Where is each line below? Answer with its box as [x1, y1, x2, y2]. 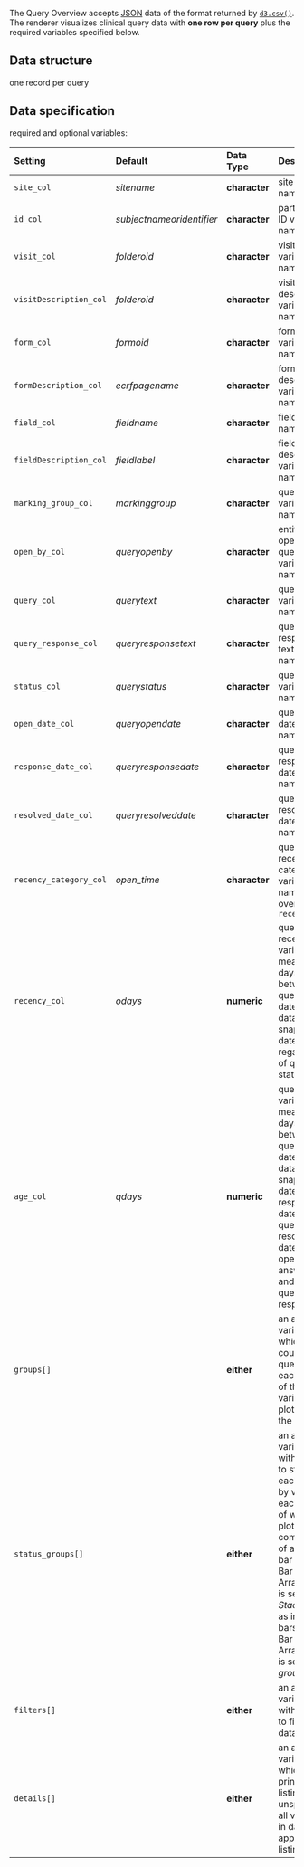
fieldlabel [115, 453, 156, 466]
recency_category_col [14, 874, 107, 885]
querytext [115, 594, 157, 606]
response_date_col [14, 761, 93, 772]
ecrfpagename [115, 379, 179, 392]
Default [115, 154, 148, 167]
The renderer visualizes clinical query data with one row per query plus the [9, 17, 291, 28]
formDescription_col [14, 380, 102, 390]
